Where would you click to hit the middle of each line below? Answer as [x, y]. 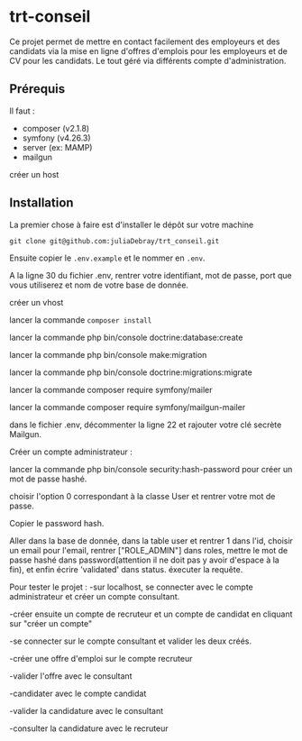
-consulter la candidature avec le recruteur [89, 728]
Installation [41, 203]
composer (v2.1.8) [56, 128]
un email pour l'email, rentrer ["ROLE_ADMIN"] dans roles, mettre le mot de [149, 550]
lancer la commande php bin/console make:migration [108, 354]
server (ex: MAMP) [57, 147]
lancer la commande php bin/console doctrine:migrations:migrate [131, 372]
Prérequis [37, 89]
